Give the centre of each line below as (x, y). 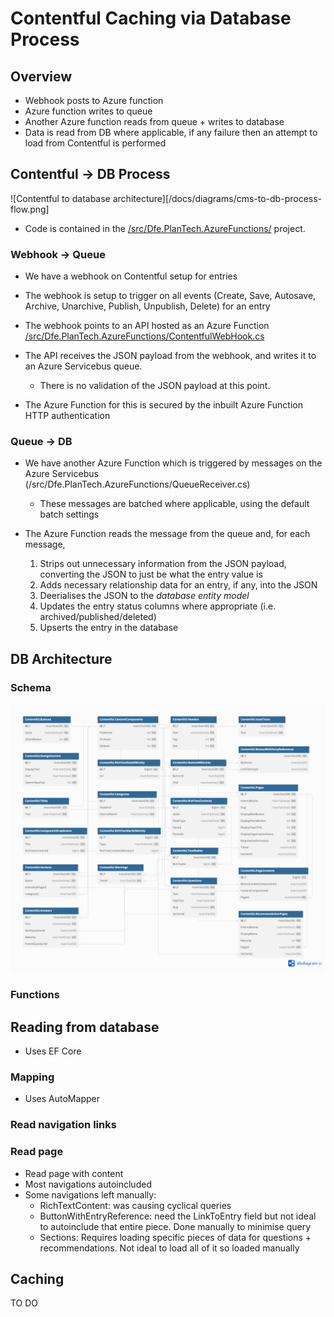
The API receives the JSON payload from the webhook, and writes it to (170, 356)
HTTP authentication (67, 416)
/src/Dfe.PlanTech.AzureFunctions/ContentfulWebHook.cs (144, 336)
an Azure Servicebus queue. (83, 366)
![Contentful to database (60, 198)
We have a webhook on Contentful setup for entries (131, 276)
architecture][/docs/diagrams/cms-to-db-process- (217, 198)
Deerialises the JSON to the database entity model (144, 596)
